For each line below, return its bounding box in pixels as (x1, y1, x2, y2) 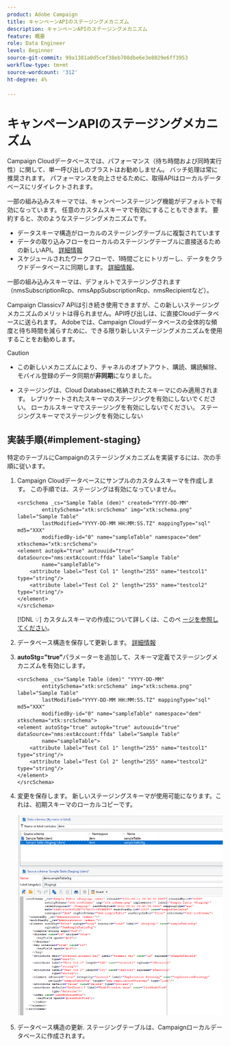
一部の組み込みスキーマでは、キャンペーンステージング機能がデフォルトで (7, 197, 217, 206)
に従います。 (12, 462, 49, 470)
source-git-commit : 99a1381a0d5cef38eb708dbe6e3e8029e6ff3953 (7, 55, 188, 62)
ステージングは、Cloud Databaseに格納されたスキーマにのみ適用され (16, 386, 212, 394)
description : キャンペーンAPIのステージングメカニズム (7, 25, 148, 32)
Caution (7, 349, 29, 357)
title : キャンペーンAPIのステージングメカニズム (7, 18, 129, 25)
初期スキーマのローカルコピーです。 (35, 801, 137, 809)
